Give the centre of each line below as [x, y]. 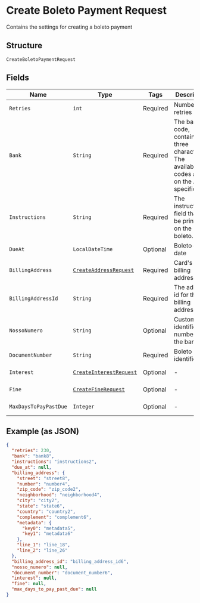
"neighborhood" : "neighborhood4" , [60, 495]
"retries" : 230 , [32, 451]
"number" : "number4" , [43, 484]
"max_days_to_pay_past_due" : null [54, 589]
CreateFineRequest [99, 389]
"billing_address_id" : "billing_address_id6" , [70, 561]
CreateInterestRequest [105, 372]
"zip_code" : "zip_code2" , [49, 490]
